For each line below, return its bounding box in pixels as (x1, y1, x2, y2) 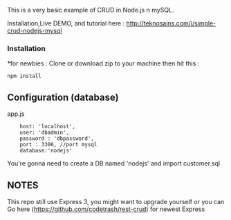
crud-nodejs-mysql (7, 27, 62, 34)
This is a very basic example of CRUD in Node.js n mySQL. (7, 6, 174, 14)
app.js (7, 110, 25, 118)
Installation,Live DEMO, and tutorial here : (7, 19, 125, 27)
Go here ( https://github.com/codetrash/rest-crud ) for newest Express (7, 205, 205, 213)
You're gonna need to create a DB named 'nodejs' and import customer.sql (7, 159, 220, 168)
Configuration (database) (7, 91, 119, 103)
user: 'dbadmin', (19, 129, 70, 137)
